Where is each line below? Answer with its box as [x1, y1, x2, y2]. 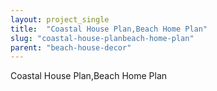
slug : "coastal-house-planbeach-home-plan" [10, 33, 195, 43]
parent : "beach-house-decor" [10, 42, 132, 53]
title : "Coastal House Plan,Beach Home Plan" [10, 24, 208, 34]
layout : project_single [10, 14, 110, 25]
